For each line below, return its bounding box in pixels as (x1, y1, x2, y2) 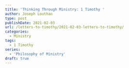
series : (5, 47, 21, 52)
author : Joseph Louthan (5, 11, 53, 16)
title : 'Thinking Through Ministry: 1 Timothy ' (5, 7, 105, 12)
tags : (5, 38, 16, 43)
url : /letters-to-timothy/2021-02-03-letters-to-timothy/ (5, 25, 124, 30)
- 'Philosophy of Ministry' (9, 51, 66, 57)
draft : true (5, 56, 29, 61)
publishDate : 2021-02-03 (5, 20, 55, 25)
